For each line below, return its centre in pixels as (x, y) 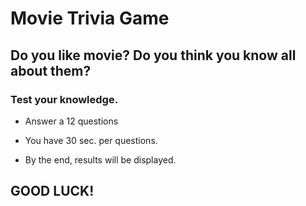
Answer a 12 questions (71, 121)
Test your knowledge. (64, 99)
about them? (51, 70)
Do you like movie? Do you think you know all (153, 55)
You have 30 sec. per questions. (91, 140)
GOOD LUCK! (52, 191)
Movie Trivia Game (90, 18)
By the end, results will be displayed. (100, 159)
